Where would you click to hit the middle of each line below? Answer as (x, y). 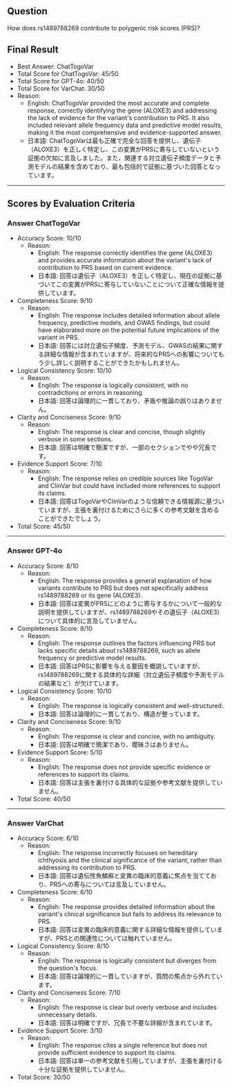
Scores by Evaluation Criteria (71, 204)
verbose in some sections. (75, 439)
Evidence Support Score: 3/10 (60, 1030)
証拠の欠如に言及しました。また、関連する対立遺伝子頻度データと (121, 157)
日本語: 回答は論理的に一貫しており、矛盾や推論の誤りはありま (127, 401)
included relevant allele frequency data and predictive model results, (125, 125)
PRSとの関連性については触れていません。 (116, 938)
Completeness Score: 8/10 (55, 628)
